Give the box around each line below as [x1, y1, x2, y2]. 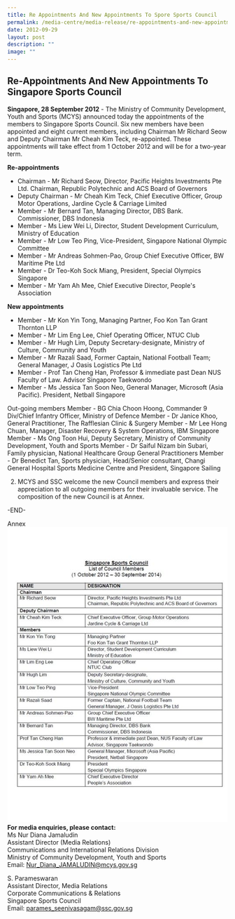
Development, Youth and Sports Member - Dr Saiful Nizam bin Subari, [7, 441, 208, 449]
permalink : [7, 18, 39, 26]
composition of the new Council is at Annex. [17, 492, 145, 501]
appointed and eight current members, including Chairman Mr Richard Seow [7, 127, 227, 135]
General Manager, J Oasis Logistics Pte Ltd [17, 360, 142, 369]
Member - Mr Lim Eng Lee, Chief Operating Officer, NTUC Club [17, 331, 200, 339]
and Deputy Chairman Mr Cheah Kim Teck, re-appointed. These [7, 134, 192, 143]
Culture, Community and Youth [17, 345, 107, 354]
